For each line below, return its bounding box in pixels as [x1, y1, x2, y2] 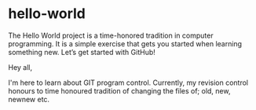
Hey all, [8, 62, 33, 71]
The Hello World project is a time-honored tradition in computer [8, 31, 214, 40]
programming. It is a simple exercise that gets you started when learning [8, 38, 242, 48]
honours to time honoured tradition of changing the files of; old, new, [8, 86, 231, 95]
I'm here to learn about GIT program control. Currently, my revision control [8, 78, 249, 87]
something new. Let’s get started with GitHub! [8, 47, 155, 57]
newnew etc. [8, 94, 49, 104]
